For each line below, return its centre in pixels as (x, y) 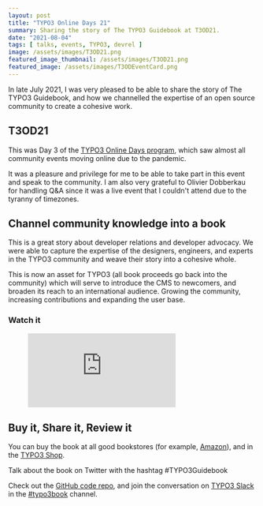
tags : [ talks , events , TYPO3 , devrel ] (76, 45)
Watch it (24, 320)
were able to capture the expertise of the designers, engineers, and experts (131, 251)
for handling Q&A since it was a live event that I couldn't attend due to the (127, 190)
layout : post (30, 15)
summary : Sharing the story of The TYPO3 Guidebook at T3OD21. (114, 30)
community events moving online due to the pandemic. (97, 158)
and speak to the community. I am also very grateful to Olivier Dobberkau (127, 182)
